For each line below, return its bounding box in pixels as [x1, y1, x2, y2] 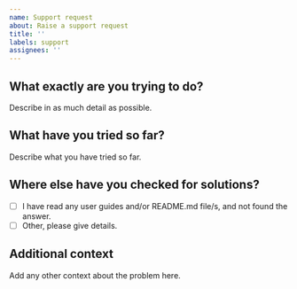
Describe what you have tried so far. [9, 152, 142, 162]
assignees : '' [9, 46, 62, 55]
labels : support [9, 37, 69, 47]
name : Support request [9, 12, 93, 22]
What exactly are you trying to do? [9, 79, 204, 94]
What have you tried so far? [9, 128, 166, 143]
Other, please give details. [21, 220, 118, 230]
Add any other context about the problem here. [9, 269, 182, 280]
